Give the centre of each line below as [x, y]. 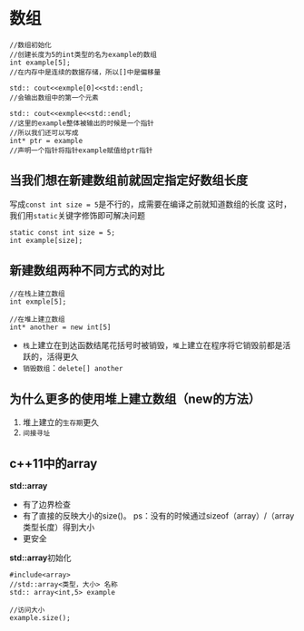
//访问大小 [27, 610]
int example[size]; [46, 240]
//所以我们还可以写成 [44, 132]
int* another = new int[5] [60, 327]
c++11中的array [54, 463]
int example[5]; [40, 63]
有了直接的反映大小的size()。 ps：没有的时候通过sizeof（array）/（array [158, 516]
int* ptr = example [46, 141]
